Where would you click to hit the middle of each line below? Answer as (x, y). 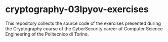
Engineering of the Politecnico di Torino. (47, 34)
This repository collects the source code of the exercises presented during (83, 23)
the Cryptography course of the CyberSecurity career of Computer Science (84, 28)
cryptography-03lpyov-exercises (77, 9)
